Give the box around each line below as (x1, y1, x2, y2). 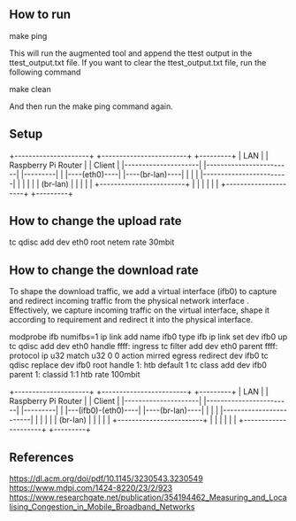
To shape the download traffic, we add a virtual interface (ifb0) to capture (9, 286, 277, 297)
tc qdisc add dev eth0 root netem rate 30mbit (9, 237, 175, 247)
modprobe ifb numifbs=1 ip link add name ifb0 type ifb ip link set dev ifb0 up (9, 331, 288, 342)
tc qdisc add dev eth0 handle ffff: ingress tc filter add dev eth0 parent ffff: (9, 341, 278, 352)
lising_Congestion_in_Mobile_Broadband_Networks (9, 502, 195, 512)
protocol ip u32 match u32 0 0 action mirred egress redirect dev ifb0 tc (9, 350, 269, 362)
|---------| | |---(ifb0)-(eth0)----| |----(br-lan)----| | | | (20, 405, 219, 416)
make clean (9, 83, 51, 94)
